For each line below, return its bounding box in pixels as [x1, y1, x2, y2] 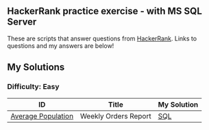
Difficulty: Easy [7, 82, 60, 92]
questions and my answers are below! [7, 41, 114, 50]
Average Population [10, 111, 74, 120]
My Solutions [7, 62, 65, 73]
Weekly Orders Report [79, 111, 152, 120]
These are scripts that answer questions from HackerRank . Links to [7, 34, 197, 42]
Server [7, 16, 37, 28]
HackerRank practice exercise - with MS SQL [7, 5, 202, 17]
